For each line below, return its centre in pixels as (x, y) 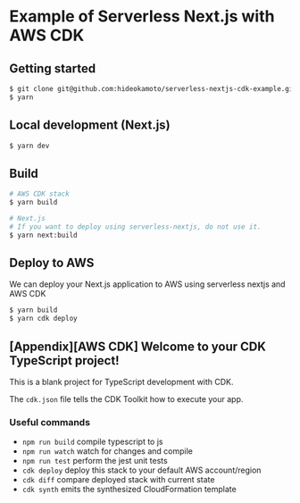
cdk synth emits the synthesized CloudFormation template (129, 490)
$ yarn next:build (43, 235)
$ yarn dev (29, 146)
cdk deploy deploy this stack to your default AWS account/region (142, 470)
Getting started (53, 68)
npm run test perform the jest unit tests (95, 461)
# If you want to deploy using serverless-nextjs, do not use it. (135, 226)
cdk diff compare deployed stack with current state (118, 480)
